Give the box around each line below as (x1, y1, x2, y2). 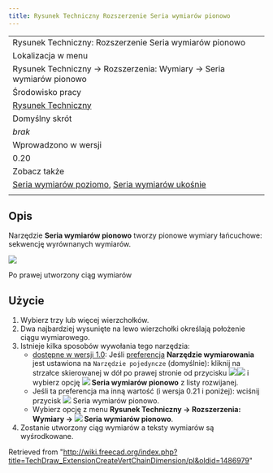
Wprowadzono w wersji (12, 139, 102, 150)
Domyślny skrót (12, 113, 72, 124)
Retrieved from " (8, 447, 63, 457)
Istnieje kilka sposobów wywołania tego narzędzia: (19, 342, 190, 351)
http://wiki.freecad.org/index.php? (63, 447, 178, 457)
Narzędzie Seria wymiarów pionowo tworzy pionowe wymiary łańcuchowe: (8, 230, 262, 240)
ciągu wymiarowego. (19, 333, 91, 342)
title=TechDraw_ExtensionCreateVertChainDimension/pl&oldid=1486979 (8, 456, 250, 466)
